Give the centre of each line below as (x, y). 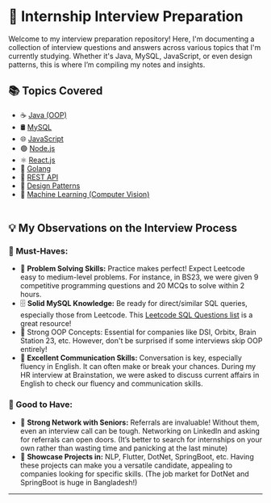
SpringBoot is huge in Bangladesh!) (79, 482)
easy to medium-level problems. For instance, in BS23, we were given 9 (139, 277)
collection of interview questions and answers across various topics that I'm (135, 47)
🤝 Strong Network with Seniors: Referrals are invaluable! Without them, (140, 422)
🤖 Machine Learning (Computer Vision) (85, 194)
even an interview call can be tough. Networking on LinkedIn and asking (140, 430)
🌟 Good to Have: (41, 404)
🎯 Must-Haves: (38, 251)
